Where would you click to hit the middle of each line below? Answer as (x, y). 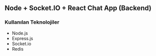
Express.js (22, 38)
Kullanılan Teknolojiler (32, 22)
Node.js (20, 33)
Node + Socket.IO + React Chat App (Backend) (78, 8)
